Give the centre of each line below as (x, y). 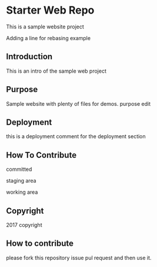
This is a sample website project (45, 27)
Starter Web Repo (50, 10)
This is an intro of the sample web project (56, 71)
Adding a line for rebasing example (49, 38)
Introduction (29, 57)
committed (19, 170)
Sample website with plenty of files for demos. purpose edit (78, 103)
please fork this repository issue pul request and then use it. (79, 258)
